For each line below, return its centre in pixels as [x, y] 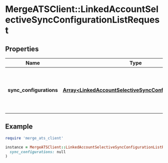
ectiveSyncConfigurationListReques [82, 20]
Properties [22, 49]
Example [19, 127]
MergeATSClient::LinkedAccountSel [82, 9]
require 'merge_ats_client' [34, 138]
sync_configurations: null [38, 152]
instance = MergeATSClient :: [35, 147]
